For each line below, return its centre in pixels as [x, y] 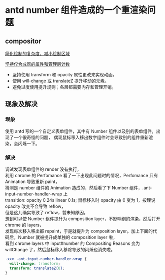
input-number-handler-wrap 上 [36, 194]
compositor [23, 41]
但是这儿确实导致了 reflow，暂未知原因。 [47, 212]
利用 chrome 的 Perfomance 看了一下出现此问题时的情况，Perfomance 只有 [82, 175]
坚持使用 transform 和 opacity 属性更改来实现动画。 [65, 74]
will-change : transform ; [35, 263]
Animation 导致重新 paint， [33, 182]
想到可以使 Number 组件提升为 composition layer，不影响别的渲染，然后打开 [83, 219]
